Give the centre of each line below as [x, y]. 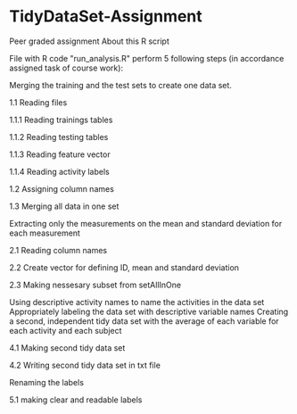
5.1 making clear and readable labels [76, 400]
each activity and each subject [66, 330]
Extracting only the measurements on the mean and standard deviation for [146, 223]
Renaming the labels [47, 382]
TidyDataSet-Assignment [106, 17]
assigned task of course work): [66, 68]
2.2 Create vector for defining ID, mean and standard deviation [124, 267]
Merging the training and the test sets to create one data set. [120, 85]
